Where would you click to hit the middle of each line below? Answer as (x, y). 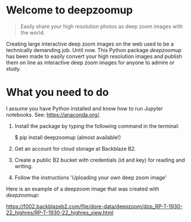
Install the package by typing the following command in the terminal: (97, 126)
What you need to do (58, 93)
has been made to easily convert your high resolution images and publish (94, 56)
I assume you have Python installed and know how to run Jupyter (85, 108)
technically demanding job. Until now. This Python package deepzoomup (94, 50)
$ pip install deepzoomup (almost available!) (68, 137)
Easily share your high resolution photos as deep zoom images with (101, 26)
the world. (32, 32)
